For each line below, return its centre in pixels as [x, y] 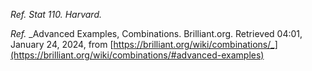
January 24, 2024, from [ [62, 44]
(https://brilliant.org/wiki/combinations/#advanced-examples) [137, 55]
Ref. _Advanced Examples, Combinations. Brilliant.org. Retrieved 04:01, [156, 33]
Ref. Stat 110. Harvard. [56, 14]
